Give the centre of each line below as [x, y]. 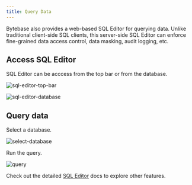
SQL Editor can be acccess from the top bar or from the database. [87, 74]
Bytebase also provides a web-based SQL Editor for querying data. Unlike [96, 28]
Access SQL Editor [41, 60]
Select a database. [29, 130]
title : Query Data [29, 12]
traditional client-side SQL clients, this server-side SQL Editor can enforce [96, 35]
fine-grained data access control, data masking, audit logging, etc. [87, 41]
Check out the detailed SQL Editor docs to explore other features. [86, 176]
